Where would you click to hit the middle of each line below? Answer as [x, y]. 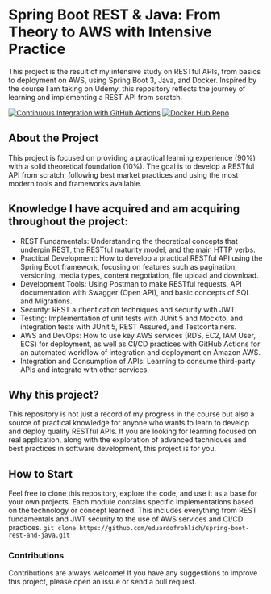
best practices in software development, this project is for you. [112, 449]
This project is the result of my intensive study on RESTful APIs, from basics [134, 71]
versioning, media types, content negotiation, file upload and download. [140, 275]
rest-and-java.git [39, 535]
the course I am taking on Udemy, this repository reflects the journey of [127, 88]
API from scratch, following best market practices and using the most [123, 174]
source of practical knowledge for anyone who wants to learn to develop [129, 423]
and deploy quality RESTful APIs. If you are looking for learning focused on [132, 431]
